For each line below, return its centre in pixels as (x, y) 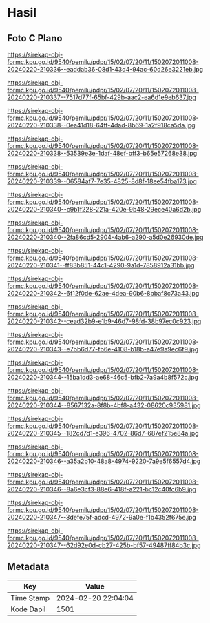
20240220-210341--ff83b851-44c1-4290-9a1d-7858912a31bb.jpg (101, 265)
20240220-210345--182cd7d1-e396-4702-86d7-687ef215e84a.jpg (103, 433)
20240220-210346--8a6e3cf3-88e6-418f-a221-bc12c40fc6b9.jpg (102, 489)
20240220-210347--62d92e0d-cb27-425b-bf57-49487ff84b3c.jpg (104, 545)
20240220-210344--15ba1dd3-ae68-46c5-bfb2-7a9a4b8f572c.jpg (103, 377)
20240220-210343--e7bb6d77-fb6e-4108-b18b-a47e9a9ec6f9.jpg (103, 349)
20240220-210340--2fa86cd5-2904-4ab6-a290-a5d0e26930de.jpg (105, 237)
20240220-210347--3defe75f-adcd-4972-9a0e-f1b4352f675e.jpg (102, 517)
